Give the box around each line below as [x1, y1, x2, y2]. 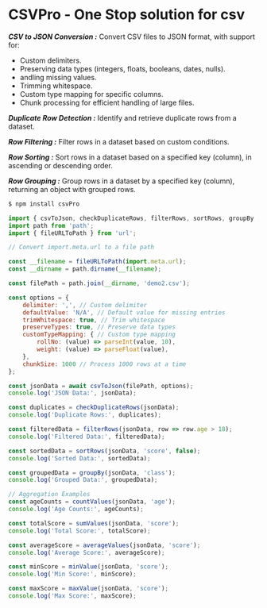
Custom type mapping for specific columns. [19, 89, 164, 98]
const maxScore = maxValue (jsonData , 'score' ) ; [8, 585, 169, 593]
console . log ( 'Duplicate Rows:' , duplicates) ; [8, 411, 161, 419]
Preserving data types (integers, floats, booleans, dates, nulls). [19, 63, 226, 73]
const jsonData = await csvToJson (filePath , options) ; [8, 382, 194, 390]
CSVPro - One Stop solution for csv [8, 6, 246, 24]
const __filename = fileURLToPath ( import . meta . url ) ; [8, 258, 187, 266]
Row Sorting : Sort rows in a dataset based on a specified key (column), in [8, 152, 252, 162]
